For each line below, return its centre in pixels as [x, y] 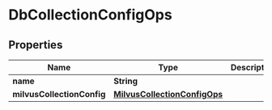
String [125, 81]
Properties [36, 45]
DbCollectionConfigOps [90, 15]
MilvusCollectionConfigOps [168, 94]
